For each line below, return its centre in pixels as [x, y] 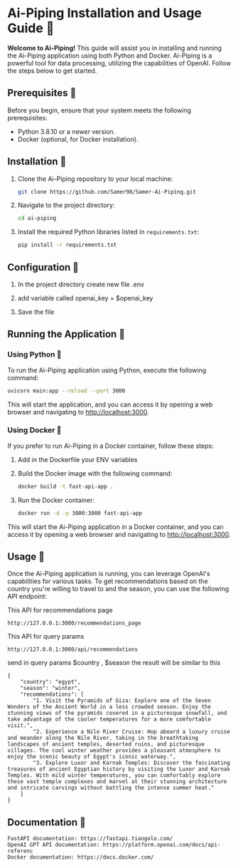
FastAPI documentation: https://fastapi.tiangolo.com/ [90, 839]
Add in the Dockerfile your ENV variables [77, 459]
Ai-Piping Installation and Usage [105, 13]
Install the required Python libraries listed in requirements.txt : [108, 232]
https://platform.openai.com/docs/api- [162, 845]
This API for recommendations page [60, 610]
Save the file [36, 312]
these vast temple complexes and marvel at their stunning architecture [117, 782]
